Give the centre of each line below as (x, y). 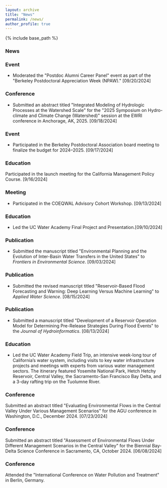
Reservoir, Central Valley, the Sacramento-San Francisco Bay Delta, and (87, 377)
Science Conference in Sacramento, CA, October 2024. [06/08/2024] (90, 451)
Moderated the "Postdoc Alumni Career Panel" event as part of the (81, 75)
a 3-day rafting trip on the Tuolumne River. (56, 382)
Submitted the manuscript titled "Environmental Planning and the (79, 251)
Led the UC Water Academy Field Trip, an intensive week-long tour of (85, 355)
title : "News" (20, 15)
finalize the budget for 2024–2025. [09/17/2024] (63, 150)
